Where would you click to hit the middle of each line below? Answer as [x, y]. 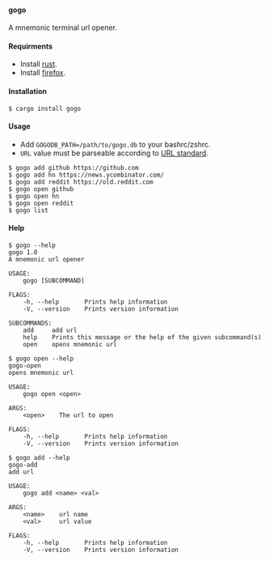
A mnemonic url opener [46, 260]
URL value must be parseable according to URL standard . [114, 153]
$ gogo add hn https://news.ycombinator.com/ [86, 175]
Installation [27, 91]
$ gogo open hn [34, 196]
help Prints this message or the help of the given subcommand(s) [143, 338]
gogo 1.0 [23, 253]
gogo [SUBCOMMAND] [54, 281]
